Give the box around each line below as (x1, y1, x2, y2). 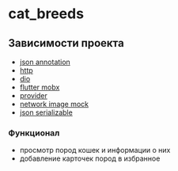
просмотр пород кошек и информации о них (19, 146, 171, 155)
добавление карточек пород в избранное (19, 154, 161, 163)
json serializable (19, 108, 73, 117)
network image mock (19, 100, 89, 108)
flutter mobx (19, 82, 60, 92)
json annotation (19, 57, 71, 66)
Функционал (8, 127, 60, 139)
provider (19, 91, 47, 100)
